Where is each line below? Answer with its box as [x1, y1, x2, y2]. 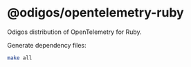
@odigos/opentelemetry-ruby [7, 5, 185, 21]
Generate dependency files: [7, 41, 87, 49]
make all [7, 54, 33, 61]
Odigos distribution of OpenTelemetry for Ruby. [7, 28, 142, 36]
